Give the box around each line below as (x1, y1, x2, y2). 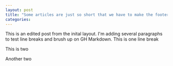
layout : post (5, 7, 33, 13)
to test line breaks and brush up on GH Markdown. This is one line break (5, 36, 159, 42)
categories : (5, 17, 31, 22)
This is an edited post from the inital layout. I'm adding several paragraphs (5, 31, 163, 37)
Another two (5, 56, 32, 62)
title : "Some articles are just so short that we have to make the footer (5, 12, 169, 17)
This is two (5, 46, 29, 52)
